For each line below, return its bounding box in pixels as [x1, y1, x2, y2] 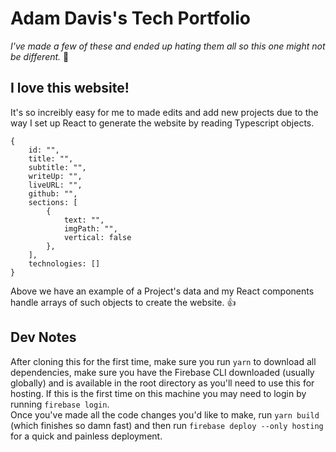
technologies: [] [28, 258, 101, 269]
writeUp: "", [28, 171, 83, 181]
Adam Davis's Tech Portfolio [10, 7, 251, 30]
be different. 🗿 [10, 50, 70, 62]
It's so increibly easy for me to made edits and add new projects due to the [10, 106, 319, 118]
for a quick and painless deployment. [10, 430, 163, 442]
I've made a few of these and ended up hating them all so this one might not [10, 40, 326, 52]
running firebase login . [10, 398, 110, 410]
